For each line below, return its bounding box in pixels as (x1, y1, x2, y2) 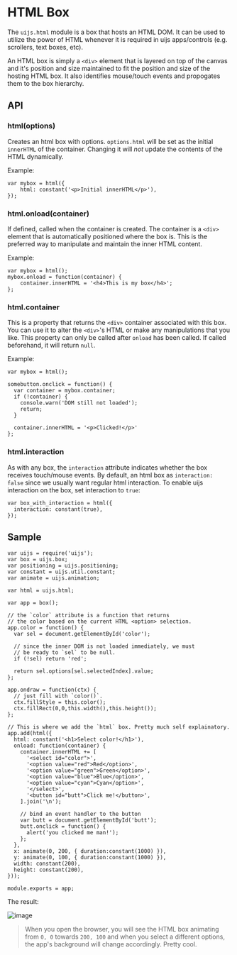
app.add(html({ (7, 730, 53, 737)
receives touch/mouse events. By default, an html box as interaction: (7, 470, 214, 479)
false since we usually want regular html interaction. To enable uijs (7, 478, 204, 487)
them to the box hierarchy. (7, 79, 84, 87)
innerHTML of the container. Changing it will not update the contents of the (7, 145, 223, 153)
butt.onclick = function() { (20, 823, 106, 830)
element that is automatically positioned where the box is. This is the (7, 232, 208, 241)
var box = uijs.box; (7, 556, 69, 563)
